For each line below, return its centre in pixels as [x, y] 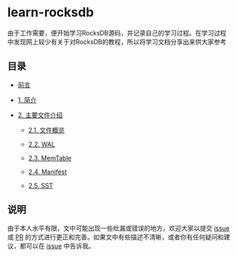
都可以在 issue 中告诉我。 [57, 246]
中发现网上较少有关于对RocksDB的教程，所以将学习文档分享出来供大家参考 [117, 42]
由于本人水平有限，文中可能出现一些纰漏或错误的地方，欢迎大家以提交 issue [118, 228]
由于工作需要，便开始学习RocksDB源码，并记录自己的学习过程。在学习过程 [117, 33]
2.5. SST [40, 185]
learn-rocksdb [51, 12]
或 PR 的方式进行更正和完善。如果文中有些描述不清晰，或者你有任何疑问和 [116, 237]
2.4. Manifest [48, 172]
